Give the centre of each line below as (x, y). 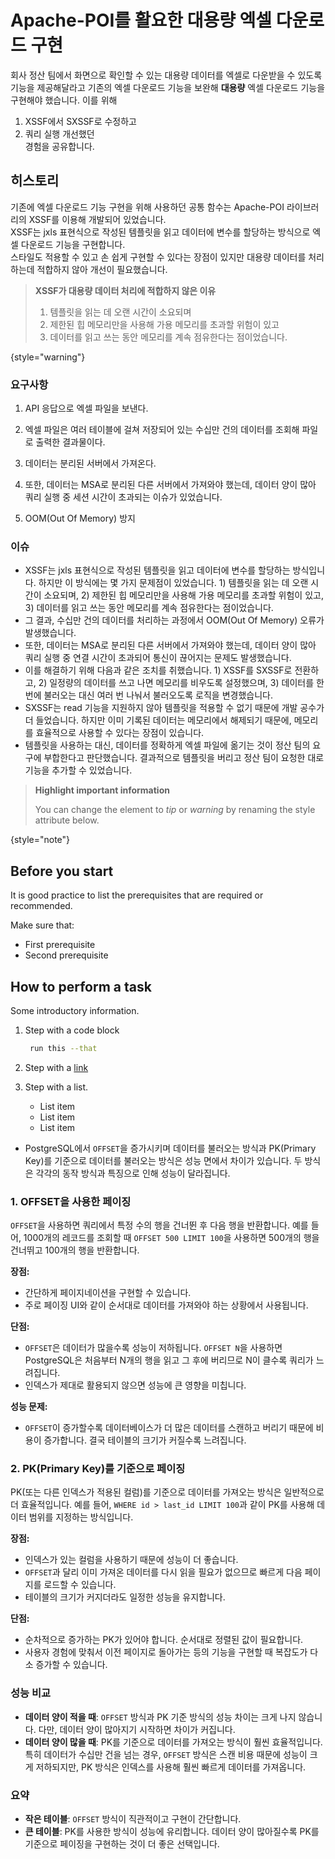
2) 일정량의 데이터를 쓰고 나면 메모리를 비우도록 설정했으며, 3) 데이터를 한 (181, 683)
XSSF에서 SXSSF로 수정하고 (80, 121)
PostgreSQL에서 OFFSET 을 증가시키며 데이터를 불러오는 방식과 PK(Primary (170, 1148)
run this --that (63, 1048)
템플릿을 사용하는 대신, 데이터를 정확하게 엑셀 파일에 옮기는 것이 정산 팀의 (167, 745)
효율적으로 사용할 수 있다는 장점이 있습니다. (120, 733)
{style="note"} (40, 840)
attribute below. (67, 820)
